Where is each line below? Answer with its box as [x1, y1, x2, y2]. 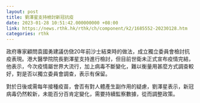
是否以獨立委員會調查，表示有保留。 [21, 70, 111, 77]
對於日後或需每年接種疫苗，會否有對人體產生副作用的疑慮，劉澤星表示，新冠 [6, 83, 194, 90]
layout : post [6, 8, 39, 15]
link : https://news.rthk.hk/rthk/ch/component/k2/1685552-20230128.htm [6, 25, 187, 32]
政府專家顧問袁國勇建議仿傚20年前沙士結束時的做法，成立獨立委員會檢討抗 [6, 48, 190, 55]
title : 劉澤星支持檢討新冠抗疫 [6, 14, 74, 20]
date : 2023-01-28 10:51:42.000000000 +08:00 [6, 20, 118, 26]
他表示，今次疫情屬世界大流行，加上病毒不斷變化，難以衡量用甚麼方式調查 [6, 63, 189, 70]
